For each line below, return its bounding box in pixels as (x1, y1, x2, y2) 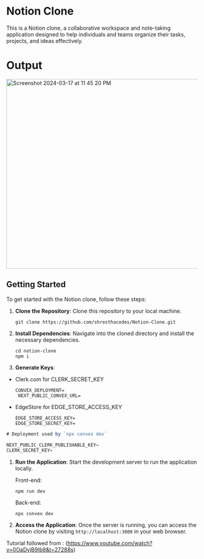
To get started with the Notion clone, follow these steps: (6, 296, 147, 303)
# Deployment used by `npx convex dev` (6, 431, 107, 437)
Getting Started (6, 279, 66, 290)
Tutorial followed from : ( (6, 540, 68, 547)
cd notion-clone (15, 348, 56, 354)
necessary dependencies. (15, 336, 81, 344)
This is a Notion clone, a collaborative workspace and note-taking (6, 24, 171, 32)
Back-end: (15, 499, 41, 506)
